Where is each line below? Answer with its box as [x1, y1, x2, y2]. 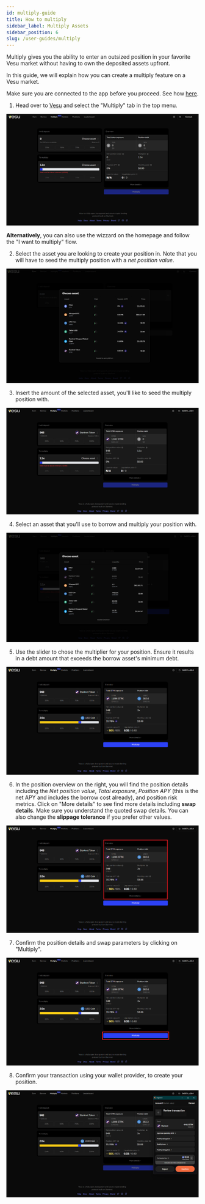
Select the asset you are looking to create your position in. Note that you [15, 249, 197, 257]
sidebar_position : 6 [6, 29, 59, 35]
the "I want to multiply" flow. [6, 238, 77, 245]
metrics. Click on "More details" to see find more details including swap [15, 800, 196, 807]
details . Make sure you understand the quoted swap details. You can [15, 807, 189, 814]
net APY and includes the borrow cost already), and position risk [15, 794, 178, 801]
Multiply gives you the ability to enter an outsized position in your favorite [6, 53, 191, 61]
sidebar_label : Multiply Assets [6, 23, 88, 29]
